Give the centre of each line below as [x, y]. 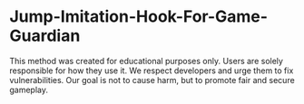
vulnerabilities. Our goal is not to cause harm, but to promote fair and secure [152, 80]
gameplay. [29, 90]
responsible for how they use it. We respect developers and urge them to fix [152, 71]
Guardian [45, 36]
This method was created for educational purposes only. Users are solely [147, 61]
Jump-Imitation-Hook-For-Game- [139, 17]
